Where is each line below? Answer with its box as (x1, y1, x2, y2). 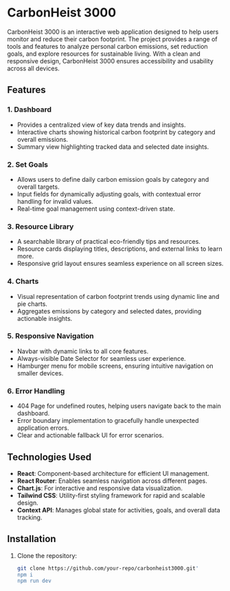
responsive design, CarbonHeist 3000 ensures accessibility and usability (7, 56, 214, 65)
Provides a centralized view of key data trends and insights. (16, 121, 186, 129)
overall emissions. (16, 135, 69, 143)
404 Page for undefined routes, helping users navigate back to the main (16, 402, 221, 411)
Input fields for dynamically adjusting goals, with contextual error (16, 189, 201, 198)
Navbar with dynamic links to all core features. (16, 346, 149, 355)
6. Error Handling (7, 386, 65, 395)
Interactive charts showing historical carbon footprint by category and (16, 127, 216, 136)
